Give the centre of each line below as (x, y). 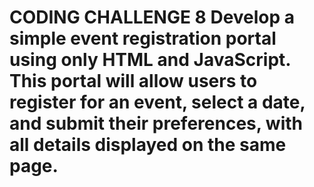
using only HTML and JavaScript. (150, 60)
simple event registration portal (143, 38)
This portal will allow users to (133, 81)
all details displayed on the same (148, 145)
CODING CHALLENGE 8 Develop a (152, 17)
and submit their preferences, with (156, 123)
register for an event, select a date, (157, 102)
